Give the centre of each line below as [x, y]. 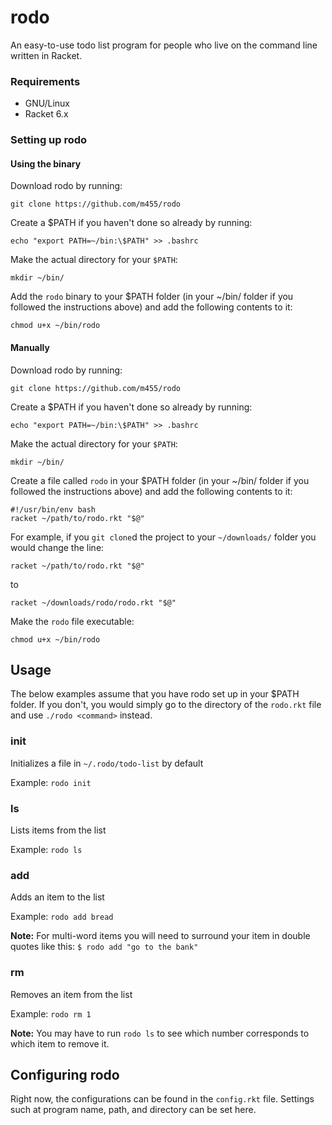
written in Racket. [46, 55]
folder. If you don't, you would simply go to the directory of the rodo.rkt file [166, 705]
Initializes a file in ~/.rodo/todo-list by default [107, 763]
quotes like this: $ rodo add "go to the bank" [104, 947]
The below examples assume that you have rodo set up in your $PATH [155, 694]
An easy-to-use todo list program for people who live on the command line [164, 45]
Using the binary [46, 163]
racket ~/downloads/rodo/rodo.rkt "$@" [93, 602]
